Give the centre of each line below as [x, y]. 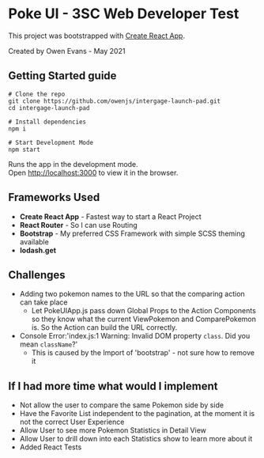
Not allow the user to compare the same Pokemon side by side [121, 405]
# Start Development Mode [51, 142]
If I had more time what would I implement [113, 386]
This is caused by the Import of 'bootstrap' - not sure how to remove [143, 353]
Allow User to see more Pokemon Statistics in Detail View [113, 430]
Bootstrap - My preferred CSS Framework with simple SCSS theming [132, 233]
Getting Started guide [62, 76]
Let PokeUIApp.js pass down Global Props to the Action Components [144, 311]
